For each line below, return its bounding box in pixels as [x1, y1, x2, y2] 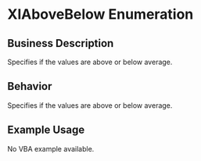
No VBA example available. [7, 144, 95, 153]
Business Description [7, 37, 114, 50]
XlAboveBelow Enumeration [7, 5, 194, 23]
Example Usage [7, 123, 85, 137]
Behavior [7, 80, 52, 93]
